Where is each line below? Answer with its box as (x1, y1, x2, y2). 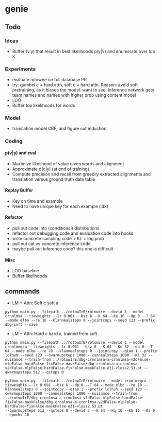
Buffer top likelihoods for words (12, 103, 75, 108)
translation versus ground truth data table (12, 176, 96, 182)
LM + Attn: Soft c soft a (12, 300, 59, 306)
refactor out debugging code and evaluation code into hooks (12, 230, 134, 236)
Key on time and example (12, 198, 63, 204)
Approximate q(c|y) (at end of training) (12, 166, 90, 172)
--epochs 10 (5, 412, 29, 418)
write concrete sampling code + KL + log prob (12, 236, 104, 241)
